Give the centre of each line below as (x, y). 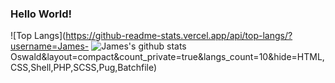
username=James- (50, 46)
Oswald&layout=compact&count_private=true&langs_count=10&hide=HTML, (167, 57)
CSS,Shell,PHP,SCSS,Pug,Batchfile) (84, 68)
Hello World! (41, 14)
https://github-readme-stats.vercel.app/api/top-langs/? (179, 36)
